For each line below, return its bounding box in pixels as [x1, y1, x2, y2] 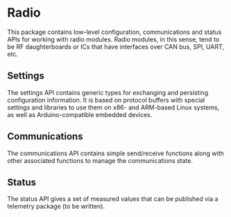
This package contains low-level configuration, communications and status [7, 28, 222, 36]
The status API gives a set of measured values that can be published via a [7, 195, 219, 203]
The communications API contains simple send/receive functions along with [7, 149, 224, 157]
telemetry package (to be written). [7, 202, 105, 211]
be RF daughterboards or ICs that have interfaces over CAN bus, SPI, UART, [7, 42, 224, 51]
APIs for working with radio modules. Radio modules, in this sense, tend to [7, 35, 220, 43]
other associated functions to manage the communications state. [7, 156, 193, 164]
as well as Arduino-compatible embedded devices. [7, 110, 153, 119]
